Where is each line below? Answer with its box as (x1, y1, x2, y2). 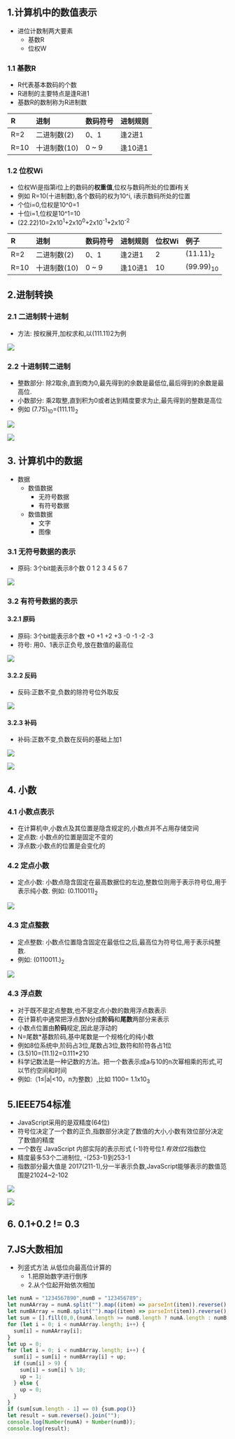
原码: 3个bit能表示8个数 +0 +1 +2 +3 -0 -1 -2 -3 (17, 632, 154, 640)
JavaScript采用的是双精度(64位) (17, 1118, 110, 1127)
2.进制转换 (7, 289, 54, 301)
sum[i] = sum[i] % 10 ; (20, 1367, 86, 1374)
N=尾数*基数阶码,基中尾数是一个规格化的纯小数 (17, 1032, 154, 1040)
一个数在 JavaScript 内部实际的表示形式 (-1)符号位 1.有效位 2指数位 (17, 1145, 206, 1153)
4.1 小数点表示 (7, 806, 55, 816)
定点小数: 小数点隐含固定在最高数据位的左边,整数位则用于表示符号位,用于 (17, 878, 227, 886)
